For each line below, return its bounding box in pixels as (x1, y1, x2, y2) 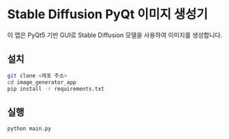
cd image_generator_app (7, 78, 77, 86)
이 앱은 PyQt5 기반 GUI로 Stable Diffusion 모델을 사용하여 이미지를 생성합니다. (7, 31, 223, 39)
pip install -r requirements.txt (7, 85, 105, 92)
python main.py (7, 125, 52, 133)
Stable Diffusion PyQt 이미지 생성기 (7, 6, 208, 22)
